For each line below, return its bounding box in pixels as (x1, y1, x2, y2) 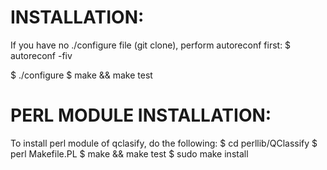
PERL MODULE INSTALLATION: (10, 104, 272, 127)
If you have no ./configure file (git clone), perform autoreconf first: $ (10, 39, 292, 51)
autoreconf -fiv (10, 49, 73, 61)
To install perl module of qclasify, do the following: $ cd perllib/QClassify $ (10, 137, 318, 149)
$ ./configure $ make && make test (10, 69, 153, 81)
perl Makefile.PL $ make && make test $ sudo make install (10, 147, 249, 160)
